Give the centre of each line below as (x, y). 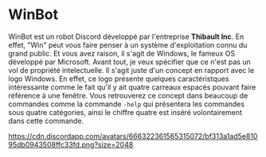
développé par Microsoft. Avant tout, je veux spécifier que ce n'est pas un (129, 62)
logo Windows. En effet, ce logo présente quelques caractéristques (119, 78)
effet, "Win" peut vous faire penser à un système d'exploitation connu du (128, 44)
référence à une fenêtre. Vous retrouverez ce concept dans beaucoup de (128, 95)
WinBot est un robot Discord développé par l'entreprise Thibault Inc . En (126, 36)
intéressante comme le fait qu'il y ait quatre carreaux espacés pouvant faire (132, 87)
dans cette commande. (46, 121)
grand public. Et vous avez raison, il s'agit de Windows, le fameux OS (122, 53)
